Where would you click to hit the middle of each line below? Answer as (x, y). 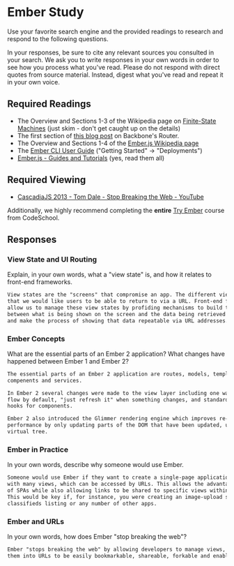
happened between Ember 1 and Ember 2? (68, 361)
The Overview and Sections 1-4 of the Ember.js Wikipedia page (108, 143)
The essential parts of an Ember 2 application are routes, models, (109, 374)
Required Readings (49, 104)
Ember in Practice (38, 449)
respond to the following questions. (58, 38)
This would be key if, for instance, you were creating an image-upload (115, 497)
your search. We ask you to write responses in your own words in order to (113, 59)
